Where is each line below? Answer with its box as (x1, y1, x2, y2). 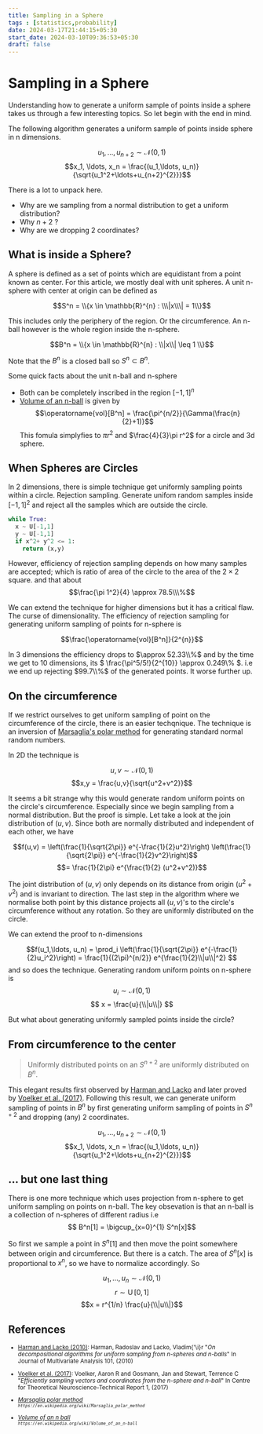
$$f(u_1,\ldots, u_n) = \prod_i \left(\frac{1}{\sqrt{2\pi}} (26, 944, 199, 954)
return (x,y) (22, 545, 65, 553)
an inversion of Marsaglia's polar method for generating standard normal (8, 727, 243, 736)
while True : (8, 516, 47, 524)
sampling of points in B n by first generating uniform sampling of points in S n (8, 1101, 253, 1112)
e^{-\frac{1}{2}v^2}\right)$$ (107, 851, 198, 860)
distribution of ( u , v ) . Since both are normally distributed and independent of (8, 819, 254, 828)
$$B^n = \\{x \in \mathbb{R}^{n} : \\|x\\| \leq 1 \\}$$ (49, 339, 214, 349)
